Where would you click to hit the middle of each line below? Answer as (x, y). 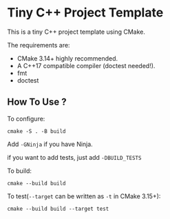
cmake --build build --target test (58, 209)
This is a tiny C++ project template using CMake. (76, 32)
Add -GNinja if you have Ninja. (50, 144)
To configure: (26, 118)
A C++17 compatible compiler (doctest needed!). (86, 65)
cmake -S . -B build (37, 131)
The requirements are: (39, 45)
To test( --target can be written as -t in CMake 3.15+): (84, 196)
